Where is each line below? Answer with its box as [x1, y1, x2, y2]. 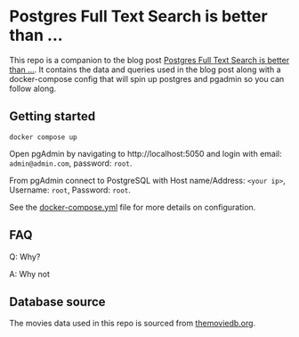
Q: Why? [9, 251, 41, 262]
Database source [9, 294, 106, 309]
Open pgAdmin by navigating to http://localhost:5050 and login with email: [9, 148, 282, 159]
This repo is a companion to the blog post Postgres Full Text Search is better [9, 54, 290, 65]
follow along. [9, 83, 57, 94]
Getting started [9, 109, 96, 124]
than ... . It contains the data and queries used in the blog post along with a [9, 64, 282, 75]
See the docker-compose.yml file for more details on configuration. [9, 201, 256, 212]
